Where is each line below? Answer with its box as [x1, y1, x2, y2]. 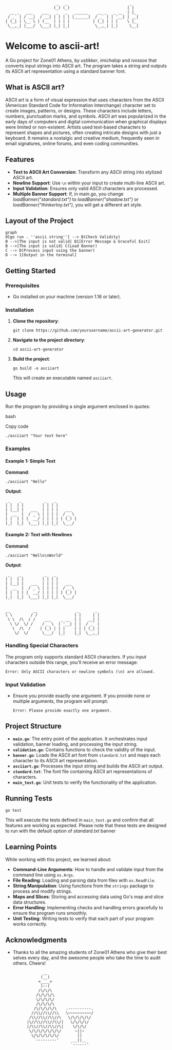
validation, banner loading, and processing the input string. [12, 741, 138, 747]
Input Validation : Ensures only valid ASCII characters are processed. [12, 185, 159, 191]
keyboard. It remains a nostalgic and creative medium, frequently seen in [5, 135, 160, 141]
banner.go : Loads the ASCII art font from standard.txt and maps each [12, 752, 161, 758]
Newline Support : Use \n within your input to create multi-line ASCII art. [12, 180, 166, 186]
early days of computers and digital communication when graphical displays [5, 118, 167, 124]
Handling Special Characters [5, 642, 79, 649]
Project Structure [5, 722, 62, 730]
